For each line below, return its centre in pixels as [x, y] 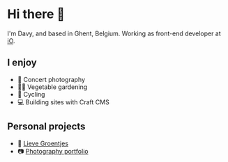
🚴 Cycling [31, 94]
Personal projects [46, 127]
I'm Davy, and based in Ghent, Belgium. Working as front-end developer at [114, 33]
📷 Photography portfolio [53, 151]
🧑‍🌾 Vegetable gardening [52, 87]
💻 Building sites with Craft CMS [63, 102]
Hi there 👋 [36, 14]
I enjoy [22, 63]
